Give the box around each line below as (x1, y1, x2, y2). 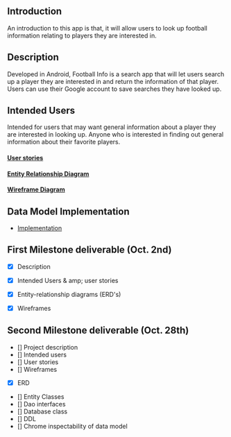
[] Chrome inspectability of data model (17, 422, 128, 430)
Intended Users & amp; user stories (17, 276, 119, 284)
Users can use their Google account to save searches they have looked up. (7, 85, 222, 93)
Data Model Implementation (7, 205, 130, 217)
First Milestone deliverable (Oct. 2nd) (7, 244, 172, 256)
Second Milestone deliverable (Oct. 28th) (7, 325, 189, 336)
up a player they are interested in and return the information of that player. (7, 77, 219, 85)
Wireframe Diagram (7, 185, 65, 194)
